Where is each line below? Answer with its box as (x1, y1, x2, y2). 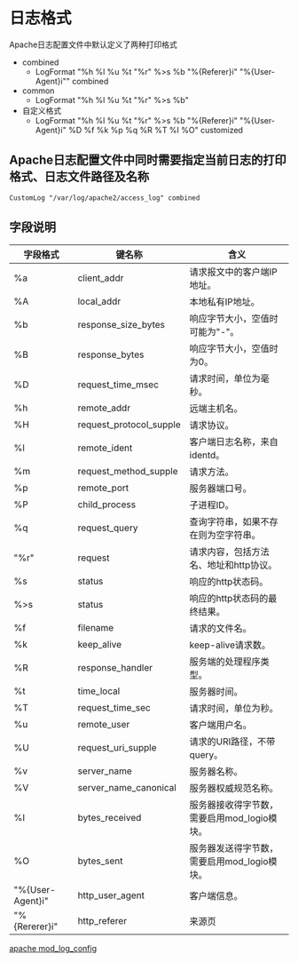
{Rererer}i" (13, 920, 59, 933)
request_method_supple (77, 465, 179, 477)
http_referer (77, 914, 127, 926)
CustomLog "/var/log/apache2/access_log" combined (9, 193, 200, 203)
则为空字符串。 (198, 529, 262, 541)
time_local (77, 685, 121, 697)
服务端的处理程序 (189, 655, 262, 667)
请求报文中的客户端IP (189, 266, 278, 278)
